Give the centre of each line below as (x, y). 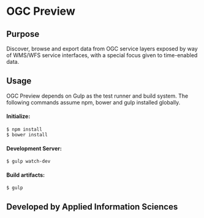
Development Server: (34, 148)
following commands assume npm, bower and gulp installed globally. (93, 102)
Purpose (23, 34)
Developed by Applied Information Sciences (92, 207)
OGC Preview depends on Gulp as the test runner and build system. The (97, 96)
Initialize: (18, 116)
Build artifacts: (25, 175)
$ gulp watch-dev (28, 162)
